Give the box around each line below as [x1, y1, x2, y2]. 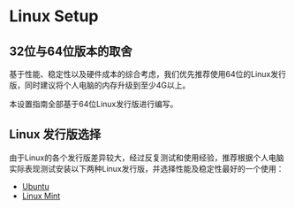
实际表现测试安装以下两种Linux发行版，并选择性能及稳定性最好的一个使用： [9, 163, 284, 174]
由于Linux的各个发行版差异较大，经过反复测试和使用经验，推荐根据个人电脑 [9, 152, 284, 163]
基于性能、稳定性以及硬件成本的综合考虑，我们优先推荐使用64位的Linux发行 [9, 69, 287, 79]
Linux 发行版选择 [9, 127, 102, 143]
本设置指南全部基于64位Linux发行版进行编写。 [9, 99, 178, 109]
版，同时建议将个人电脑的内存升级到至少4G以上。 [9, 80, 191, 90]
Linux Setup [9, 6, 99, 27]
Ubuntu [21, 181, 50, 191]
